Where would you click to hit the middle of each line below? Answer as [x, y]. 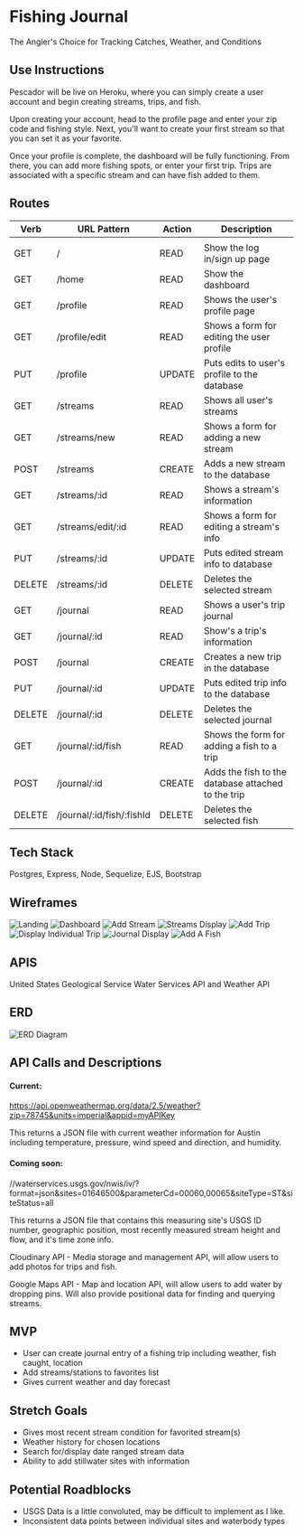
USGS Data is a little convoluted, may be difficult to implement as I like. [154, 1511]
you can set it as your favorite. [66, 138]
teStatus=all [32, 1202]
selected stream [238, 589]
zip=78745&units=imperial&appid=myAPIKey [92, 1116]
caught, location [52, 1363]
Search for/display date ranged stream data [103, 1452]
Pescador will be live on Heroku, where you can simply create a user [137, 91]
